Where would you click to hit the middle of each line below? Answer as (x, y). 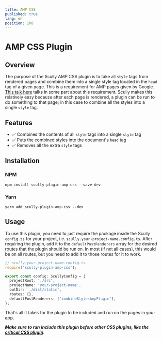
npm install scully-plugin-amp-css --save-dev (53, 185)
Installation (22, 161)
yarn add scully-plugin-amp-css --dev (44, 207)
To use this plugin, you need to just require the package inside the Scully (78, 233)
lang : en (14, 18)
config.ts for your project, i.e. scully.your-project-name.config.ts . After (79, 239)
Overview (20, 65)
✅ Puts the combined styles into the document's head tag (69, 140)
